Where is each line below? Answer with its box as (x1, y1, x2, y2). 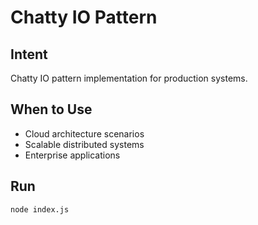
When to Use (10, 101, 93, 118)
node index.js (10, 204, 70, 215)
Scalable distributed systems (24, 138, 145, 150)
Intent (10, 46, 48, 63)
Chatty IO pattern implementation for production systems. (10, 72, 248, 84)
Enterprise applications (24, 149, 121, 161)
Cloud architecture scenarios (24, 127, 145, 140)
